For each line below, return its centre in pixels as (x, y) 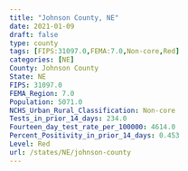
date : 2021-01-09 (42, 26)
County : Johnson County (54, 69)
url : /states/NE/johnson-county (70, 152)
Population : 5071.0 (46, 102)
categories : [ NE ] (42, 60)
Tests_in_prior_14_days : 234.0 (68, 119)
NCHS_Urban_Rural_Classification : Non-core (93, 110)
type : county (34, 43)
